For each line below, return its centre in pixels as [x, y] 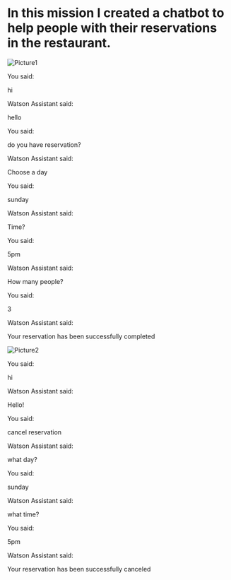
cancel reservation [35, 432]
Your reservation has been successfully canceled [79, 569]
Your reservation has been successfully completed [81, 336]
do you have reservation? [44, 144]
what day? [22, 459]
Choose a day [28, 172]
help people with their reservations [112, 28]
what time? [23, 514]
